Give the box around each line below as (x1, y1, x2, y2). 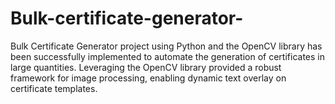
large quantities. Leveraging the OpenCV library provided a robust (10, 61, 282, 73)
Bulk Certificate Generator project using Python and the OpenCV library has (10, 40, 323, 52)
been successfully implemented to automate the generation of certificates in (10, 50, 325, 62)
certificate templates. (10, 82, 98, 94)
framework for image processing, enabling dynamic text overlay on (10, 72, 287, 84)
